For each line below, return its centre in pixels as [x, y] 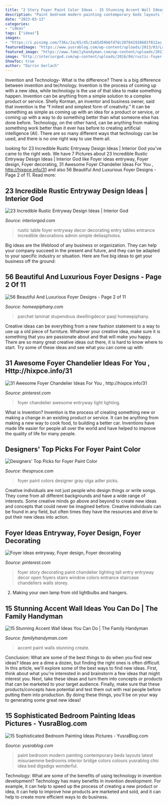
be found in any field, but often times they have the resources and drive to [81, 512]
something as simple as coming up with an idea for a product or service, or [82, 112]
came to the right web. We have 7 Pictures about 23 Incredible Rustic [76, 154]
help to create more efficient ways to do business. [57, 797]
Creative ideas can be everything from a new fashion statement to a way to [82, 326]
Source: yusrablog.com [29, 745]
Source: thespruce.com [29, 471]
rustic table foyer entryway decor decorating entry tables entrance [86, 230]
